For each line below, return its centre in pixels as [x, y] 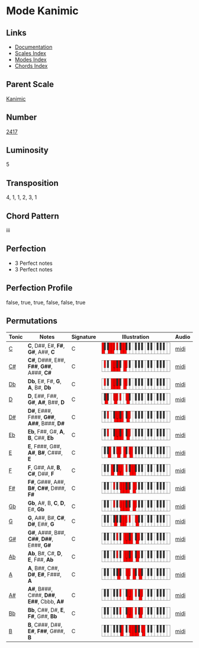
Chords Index [31, 66]
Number [22, 118]
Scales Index [30, 53]
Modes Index [31, 60]
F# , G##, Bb [42, 617]
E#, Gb [36, 509]
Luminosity [28, 150]
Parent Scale [30, 84]
